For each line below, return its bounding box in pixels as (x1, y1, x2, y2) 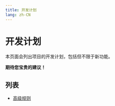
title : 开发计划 (5, 7, 37, 13)
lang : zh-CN (5, 12, 31, 17)
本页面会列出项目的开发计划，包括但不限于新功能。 (5, 54, 113, 60)
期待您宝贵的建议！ (5, 64, 46, 70)
